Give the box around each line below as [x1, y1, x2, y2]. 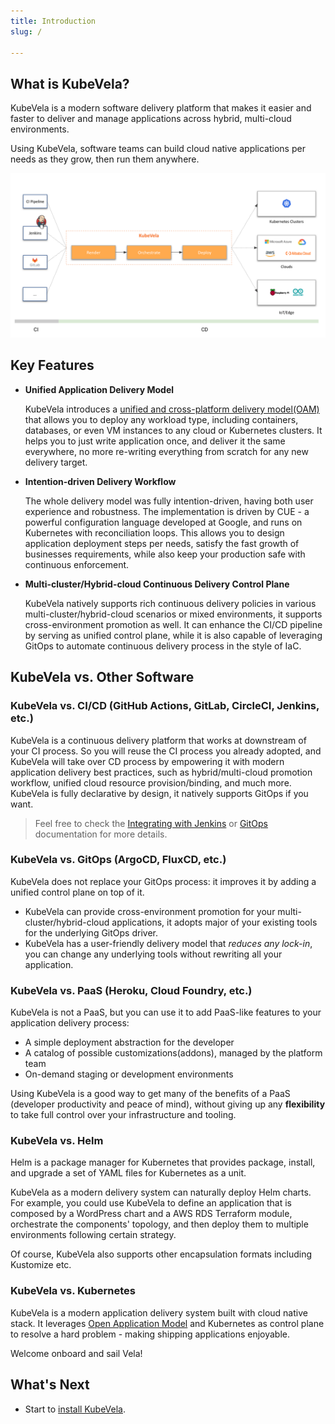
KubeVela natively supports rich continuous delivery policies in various [24, 597, 317, 609]
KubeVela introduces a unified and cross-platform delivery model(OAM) [24, 403, 320, 415]
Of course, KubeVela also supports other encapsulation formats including [10, 1248, 313, 1260]
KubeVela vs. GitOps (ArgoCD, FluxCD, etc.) [10, 853, 227, 867]
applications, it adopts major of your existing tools [111, 916, 318, 928]
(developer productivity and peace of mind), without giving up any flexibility [10, 1098, 326, 1110]
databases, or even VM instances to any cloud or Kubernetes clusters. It [24, 424, 323, 436]
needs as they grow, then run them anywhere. [10, 153, 200, 165]
